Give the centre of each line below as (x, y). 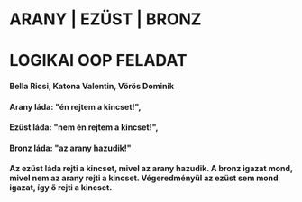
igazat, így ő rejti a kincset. (61, 188)
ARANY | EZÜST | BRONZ (105, 19)
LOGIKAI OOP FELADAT (98, 61)
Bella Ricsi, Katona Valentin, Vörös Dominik (92, 86)
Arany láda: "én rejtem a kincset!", (75, 106)
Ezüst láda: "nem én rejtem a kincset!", (84, 127)
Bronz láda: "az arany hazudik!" (71, 148)
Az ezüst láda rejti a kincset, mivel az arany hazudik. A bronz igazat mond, (151, 169)
